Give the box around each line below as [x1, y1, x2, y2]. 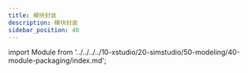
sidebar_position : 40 [8, 26, 80, 34]
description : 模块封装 [8, 19, 78, 27]
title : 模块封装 [8, 11, 57, 20]
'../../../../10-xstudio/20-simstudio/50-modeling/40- [74, 48, 241, 57]
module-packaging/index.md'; [8, 56, 107, 65]
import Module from [8, 48, 73, 57]
